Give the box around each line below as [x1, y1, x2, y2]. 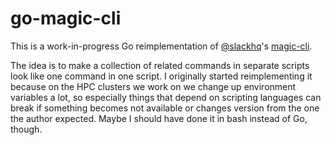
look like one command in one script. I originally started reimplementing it [10, 70, 313, 82]
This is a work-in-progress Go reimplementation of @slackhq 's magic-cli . [10, 40, 313, 52]
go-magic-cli [10, 7, 122, 30]
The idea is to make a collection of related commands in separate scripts [10, 59, 310, 71]
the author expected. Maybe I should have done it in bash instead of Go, [10, 112, 308, 124]
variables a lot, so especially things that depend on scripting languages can [10, 91, 322, 103]
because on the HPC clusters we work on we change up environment [10, 80, 297, 92]
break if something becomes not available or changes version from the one [10, 102, 320, 114]
